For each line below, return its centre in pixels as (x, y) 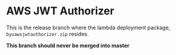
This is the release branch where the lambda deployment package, (88, 27)
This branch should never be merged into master (68, 45)
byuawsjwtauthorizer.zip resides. (47, 33)
